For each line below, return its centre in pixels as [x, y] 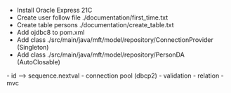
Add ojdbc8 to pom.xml [51, 32]
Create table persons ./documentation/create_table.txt [95, 25]
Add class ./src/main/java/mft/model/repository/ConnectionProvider [115, 40]
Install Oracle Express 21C [54, 10]
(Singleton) [33, 47]
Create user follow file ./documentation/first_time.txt [92, 17]
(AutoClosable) [39, 62]
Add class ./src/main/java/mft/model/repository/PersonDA [101, 55]
